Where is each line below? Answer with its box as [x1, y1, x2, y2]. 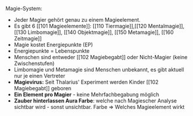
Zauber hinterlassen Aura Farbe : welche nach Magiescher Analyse [13, 97, 177, 104]
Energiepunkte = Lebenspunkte [13, 47, 90, 54]
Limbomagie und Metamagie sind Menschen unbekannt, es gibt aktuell [13, 66, 184, 73]
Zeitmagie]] [13, 35, 42, 42]
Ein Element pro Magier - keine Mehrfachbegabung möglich [13, 91, 160, 98]
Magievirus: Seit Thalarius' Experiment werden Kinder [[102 [13, 79, 159, 86]
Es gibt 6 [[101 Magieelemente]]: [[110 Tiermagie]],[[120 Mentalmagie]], [13, 23, 185, 29]
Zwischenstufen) [13, 60, 55, 67]
